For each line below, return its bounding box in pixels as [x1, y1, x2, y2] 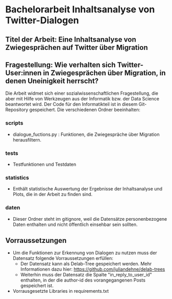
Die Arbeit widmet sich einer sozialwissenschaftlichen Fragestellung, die [5, 90, 158, 96]
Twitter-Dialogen [5, 14, 80, 26]
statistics [5, 174, 29, 181]
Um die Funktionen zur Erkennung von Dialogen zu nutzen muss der [12, 250, 158, 256]
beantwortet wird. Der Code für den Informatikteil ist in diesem [5, 101, 138, 108]
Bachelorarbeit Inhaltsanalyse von [5, 4, 155, 15]
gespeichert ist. [20, 283, 54, 289]
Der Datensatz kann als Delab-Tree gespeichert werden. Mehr [20, 261, 152, 267]
